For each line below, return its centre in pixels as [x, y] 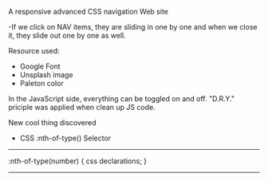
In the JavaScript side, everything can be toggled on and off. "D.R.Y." [122, 98]
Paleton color [41, 83]
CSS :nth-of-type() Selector [65, 138]
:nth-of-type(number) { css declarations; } [78, 161]
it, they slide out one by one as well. [67, 35]
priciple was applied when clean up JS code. [82, 107]
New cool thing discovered [53, 122]
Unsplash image [46, 75]
